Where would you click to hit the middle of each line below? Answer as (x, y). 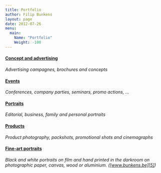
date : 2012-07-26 (23, 24)
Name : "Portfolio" (33, 38)
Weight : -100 (28, 42)
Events (12, 81)
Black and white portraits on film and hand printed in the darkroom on (77, 159)
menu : (11, 28)
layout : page (19, 19)
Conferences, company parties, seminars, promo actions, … (67, 92)
